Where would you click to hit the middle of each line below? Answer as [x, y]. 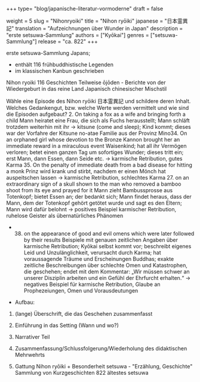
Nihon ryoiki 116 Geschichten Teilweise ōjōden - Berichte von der [86, 82]
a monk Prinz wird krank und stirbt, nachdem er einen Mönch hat [86, 171]
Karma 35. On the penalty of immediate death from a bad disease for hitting [99, 165]
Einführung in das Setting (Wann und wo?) [67, 325]
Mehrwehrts [30, 355]
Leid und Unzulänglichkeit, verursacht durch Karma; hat [92, 252]
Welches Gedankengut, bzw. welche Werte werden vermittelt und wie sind [98, 108]
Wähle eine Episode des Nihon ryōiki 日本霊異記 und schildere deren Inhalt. [99, 101]
